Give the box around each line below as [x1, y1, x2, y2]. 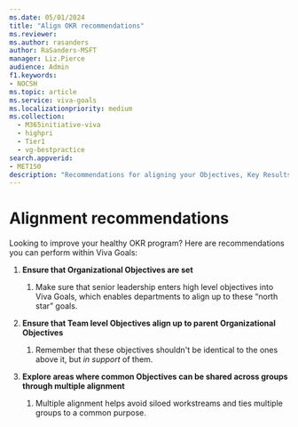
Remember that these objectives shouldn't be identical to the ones [35, 344, 278, 356]
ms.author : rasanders [9, 37, 90, 47]
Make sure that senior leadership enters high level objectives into [35, 282, 274, 293]
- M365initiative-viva [17, 121, 101, 130]
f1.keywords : [9, 71, 58, 80]
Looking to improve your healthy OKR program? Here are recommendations [9, 238, 286, 249]
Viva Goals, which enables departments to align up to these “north [35, 291, 278, 302]
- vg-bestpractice [17, 145, 86, 154]
